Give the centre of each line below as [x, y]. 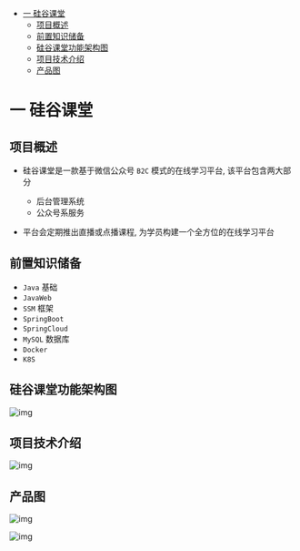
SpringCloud [45, 329]
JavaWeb [37, 298]
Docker [35, 350]
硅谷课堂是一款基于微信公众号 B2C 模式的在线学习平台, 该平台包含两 [149, 170]
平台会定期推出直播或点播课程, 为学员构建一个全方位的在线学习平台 [148, 232]
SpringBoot [43, 319]
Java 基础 [40, 287]
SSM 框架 [38, 308]
